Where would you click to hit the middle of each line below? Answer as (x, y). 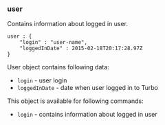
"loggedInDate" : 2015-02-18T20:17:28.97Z (81, 49)
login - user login (42, 80)
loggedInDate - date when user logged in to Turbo (87, 88)
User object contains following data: (58, 67)
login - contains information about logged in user (87, 115)
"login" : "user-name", (54, 43)
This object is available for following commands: (75, 101)
